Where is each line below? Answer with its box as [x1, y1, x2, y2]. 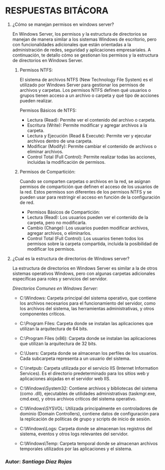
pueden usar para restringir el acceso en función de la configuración [19, 194, 160, 200]
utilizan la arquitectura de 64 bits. [19, 326, 88, 332]
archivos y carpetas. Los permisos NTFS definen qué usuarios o [19, 87, 151, 93]
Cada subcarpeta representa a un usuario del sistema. [19, 355, 131, 361]
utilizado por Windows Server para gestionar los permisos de [19, 82, 145, 88]
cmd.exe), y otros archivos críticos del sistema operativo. [19, 396, 137, 402]
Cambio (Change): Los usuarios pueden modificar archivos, [27, 225, 149, 231]
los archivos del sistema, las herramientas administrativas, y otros [19, 305, 155, 311]
